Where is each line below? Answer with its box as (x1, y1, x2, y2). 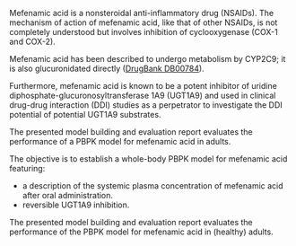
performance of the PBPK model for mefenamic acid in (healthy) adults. (9, 226, 274, 237)
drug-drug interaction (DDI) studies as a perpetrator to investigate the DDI (9, 100, 283, 110)
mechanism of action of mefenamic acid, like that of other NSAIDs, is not (9, 17, 278, 28)
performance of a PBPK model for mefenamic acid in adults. (9, 136, 231, 146)
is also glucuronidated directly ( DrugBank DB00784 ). (9, 63, 205, 74)
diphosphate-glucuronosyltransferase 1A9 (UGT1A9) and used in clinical (9, 90, 276, 101)
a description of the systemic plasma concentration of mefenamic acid (22, 180, 284, 191)
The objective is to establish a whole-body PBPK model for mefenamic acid (9, 154, 288, 164)
